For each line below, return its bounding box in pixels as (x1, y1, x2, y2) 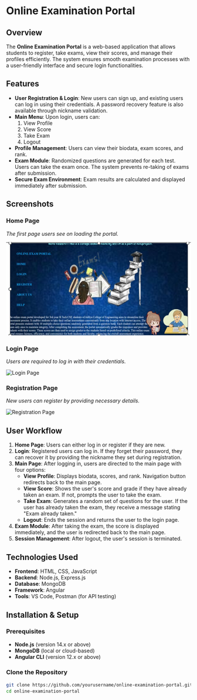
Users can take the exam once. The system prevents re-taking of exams (14, 163, 189, 170)
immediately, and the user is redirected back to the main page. (14, 529, 166, 536)
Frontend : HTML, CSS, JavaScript (14, 568, 97, 575)
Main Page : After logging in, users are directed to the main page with (14, 460, 182, 467)
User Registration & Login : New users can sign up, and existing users (14, 94, 184, 101)
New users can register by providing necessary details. (6, 397, 140, 404)
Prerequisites (6, 628, 45, 636)
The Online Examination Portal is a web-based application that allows (6, 43, 176, 50)
